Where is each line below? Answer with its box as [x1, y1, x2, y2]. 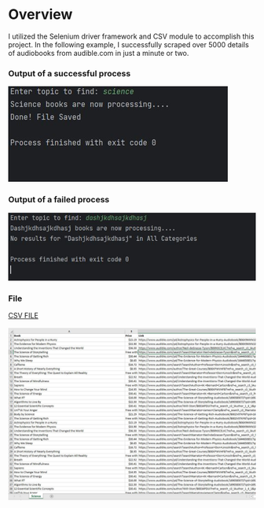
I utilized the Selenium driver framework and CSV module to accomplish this [8, 32, 255, 41]
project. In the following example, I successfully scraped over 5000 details [8, 39, 249, 49]
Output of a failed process [8, 195, 110, 206]
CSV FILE [8, 311, 39, 321]
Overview [8, 6, 73, 24]
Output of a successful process [8, 68, 131, 79]
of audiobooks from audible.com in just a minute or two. [8, 48, 189, 57]
